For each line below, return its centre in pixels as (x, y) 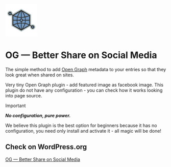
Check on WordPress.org (46, 147)
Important (16, 106)
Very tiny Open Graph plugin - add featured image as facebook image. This (84, 85)
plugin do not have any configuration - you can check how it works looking (84, 90)
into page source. (24, 95)
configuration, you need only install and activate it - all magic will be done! (83, 131)
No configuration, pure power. (38, 115)
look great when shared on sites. (40, 75)
